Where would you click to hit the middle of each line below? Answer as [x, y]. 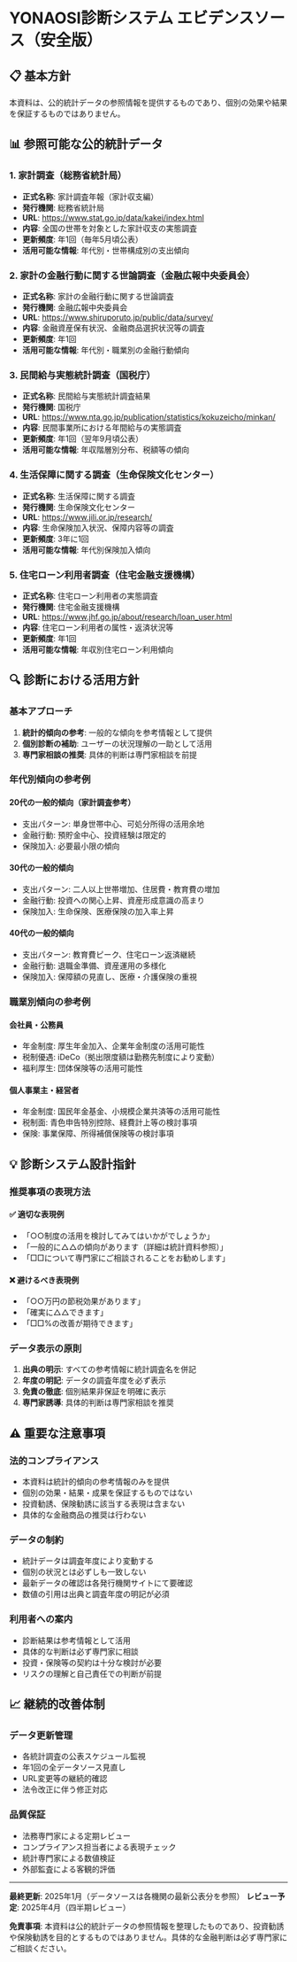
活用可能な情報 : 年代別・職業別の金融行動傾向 [106, 350]
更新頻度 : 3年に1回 [56, 539]
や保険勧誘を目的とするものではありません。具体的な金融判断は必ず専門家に [148, 1937]
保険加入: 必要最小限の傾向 [71, 846]
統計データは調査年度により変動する [88, 1561]
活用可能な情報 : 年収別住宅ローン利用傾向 [98, 649]
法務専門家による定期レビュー [76, 1835]
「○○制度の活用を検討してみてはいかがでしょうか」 [118, 1236]
